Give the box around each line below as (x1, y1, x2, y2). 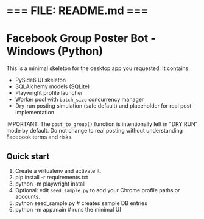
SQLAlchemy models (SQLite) (15, 83, 90, 90)
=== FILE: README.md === (6, 4, 149, 18)
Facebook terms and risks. (6, 133, 73, 141)
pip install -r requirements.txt (15, 173, 88, 181)
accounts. (15, 193, 41, 200)
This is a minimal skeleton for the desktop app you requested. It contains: (6, 64, 190, 72)
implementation (15, 109, 55, 116)
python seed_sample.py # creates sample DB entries (15, 199, 148, 207)
